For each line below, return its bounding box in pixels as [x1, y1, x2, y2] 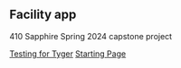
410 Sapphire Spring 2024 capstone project [9, 30, 173, 41]
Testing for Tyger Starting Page [9, 48, 127, 59]
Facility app [9, 7, 77, 22]
